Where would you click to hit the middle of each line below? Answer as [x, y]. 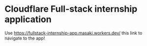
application [28, 19]
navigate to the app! [25, 38]
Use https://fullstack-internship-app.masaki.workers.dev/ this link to [73, 33]
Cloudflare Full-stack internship [71, 9]
